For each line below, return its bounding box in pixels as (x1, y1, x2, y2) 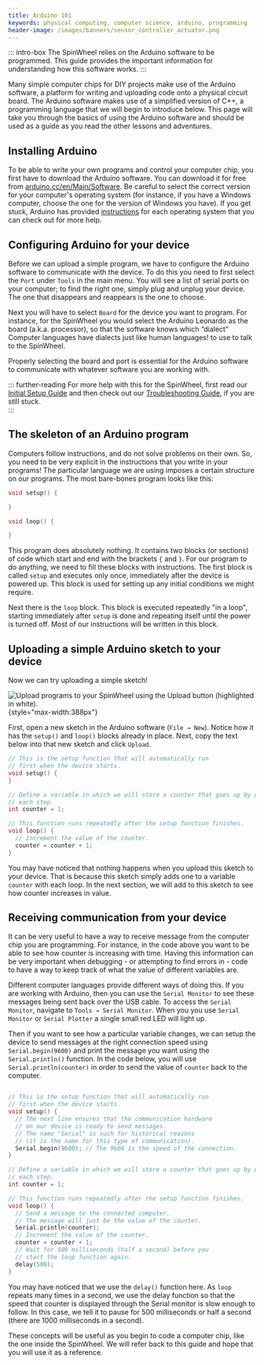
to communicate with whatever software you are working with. (8, 365, 211, 374)
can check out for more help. (8, 216, 102, 225)
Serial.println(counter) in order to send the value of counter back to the (8, 1063, 247, 1072)
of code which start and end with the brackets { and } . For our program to (8, 554, 247, 563)
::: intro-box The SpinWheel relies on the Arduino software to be (8, 48, 214, 57)
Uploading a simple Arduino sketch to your (8, 642, 222, 655)
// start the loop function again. (15, 1252, 132, 1261)
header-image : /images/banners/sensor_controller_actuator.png (8, 26, 220, 34)
